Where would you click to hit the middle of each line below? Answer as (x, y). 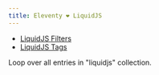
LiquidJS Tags (43, 47)
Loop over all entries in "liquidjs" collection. (80, 62)
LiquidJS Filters (46, 38)
